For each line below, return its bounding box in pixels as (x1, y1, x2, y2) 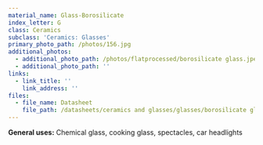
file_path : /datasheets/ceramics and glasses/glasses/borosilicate (22, 107, 247, 114)
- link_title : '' (15, 77, 72, 85)
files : (8, 92, 30, 100)
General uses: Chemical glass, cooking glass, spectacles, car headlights (8, 128, 243, 137)
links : (8, 70, 30, 78)
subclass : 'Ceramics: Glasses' (8, 33, 110, 42)
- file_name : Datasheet (15, 99, 92, 107)
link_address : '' (22, 84, 79, 92)
